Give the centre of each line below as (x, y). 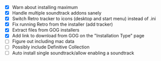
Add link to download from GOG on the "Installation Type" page (78, 36)
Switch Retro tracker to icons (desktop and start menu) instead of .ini (84, 19)
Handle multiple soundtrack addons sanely (57, 13)
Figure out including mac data (43, 41)
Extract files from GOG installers (46, 30)
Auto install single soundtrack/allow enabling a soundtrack (73, 53)
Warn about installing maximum (45, 7)
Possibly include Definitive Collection (51, 47)
